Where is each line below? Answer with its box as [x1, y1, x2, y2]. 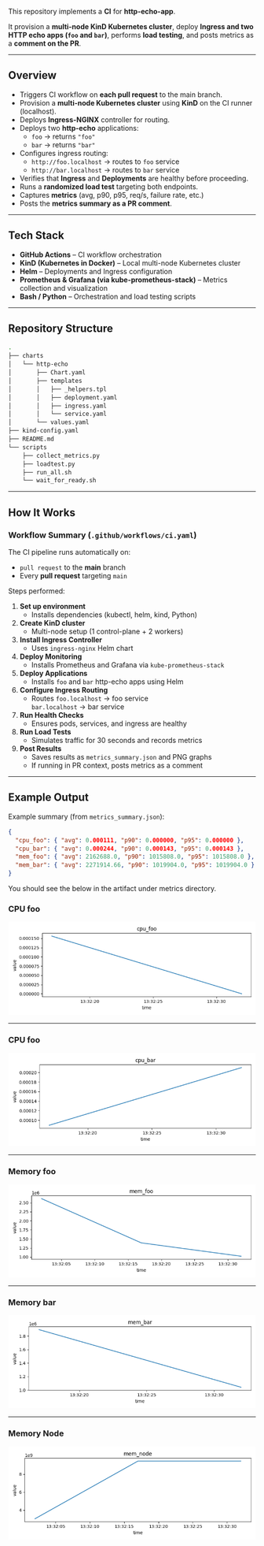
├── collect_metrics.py [22, 452, 101, 459]
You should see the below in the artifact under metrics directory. [8, 884, 217, 894]
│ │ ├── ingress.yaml [8, 402, 108, 410]
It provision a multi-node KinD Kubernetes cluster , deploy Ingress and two [8, 22, 254, 31]
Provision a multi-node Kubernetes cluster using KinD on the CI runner [19, 98, 253, 107]
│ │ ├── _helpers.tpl [8, 385, 108, 393]
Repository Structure [8, 322, 114, 336]
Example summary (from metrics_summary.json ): [8, 812, 165, 821]
